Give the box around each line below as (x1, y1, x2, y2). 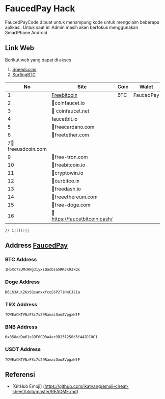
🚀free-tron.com (51, 153, 88, 160)
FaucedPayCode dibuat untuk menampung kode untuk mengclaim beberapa (5, 19, 160, 25)
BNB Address (5, 323, 38, 330)
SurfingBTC (12, 72, 36, 78)
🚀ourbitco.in (51, 177, 80, 184)
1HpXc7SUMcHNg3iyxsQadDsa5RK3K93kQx (5, 267, 80, 272)
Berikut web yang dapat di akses (5, 57, 71, 63)
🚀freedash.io (51, 185, 81, 192)
